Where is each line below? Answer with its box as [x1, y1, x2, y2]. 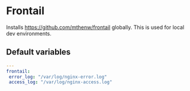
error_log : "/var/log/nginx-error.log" [8, 74, 108, 80]
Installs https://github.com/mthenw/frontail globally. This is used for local [6, 24, 185, 31]
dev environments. [6, 30, 52, 37]
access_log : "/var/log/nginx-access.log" [8, 79, 112, 85]
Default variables [6, 47, 71, 57]
